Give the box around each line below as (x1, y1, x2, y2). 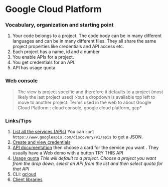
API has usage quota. (12, 65, 57, 71)
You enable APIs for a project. (12, 54, 74, 60)
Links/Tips (5, 117, 32, 124)
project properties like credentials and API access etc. (12, 44, 124, 50)
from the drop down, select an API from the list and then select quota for (12, 160, 163, 166)
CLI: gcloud (12, 171, 37, 177)
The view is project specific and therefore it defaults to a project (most (17, 89, 163, 95)
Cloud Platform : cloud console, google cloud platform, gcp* (17, 104, 142, 111)
